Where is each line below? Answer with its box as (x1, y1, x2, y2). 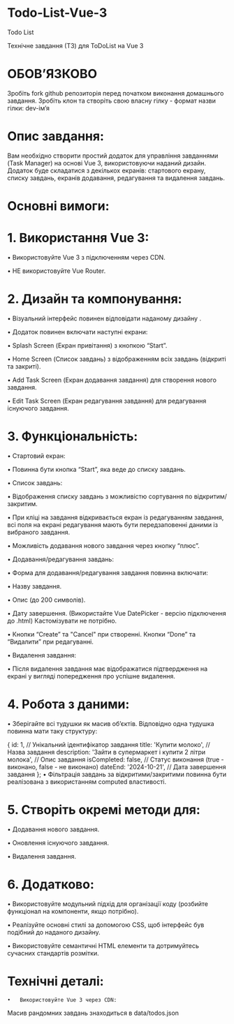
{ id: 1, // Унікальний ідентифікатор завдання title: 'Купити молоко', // (7, 740, 211, 748)
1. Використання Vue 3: (7, 230, 149, 246)
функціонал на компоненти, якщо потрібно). (7, 907, 139, 915)
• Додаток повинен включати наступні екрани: (7, 327, 148, 336)
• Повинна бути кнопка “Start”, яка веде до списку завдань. (7, 465, 187, 473)
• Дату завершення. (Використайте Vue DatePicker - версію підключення (7, 609, 226, 617)
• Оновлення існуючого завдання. (7, 838, 110, 847)
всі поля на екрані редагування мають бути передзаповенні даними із (7, 520, 219, 528)
